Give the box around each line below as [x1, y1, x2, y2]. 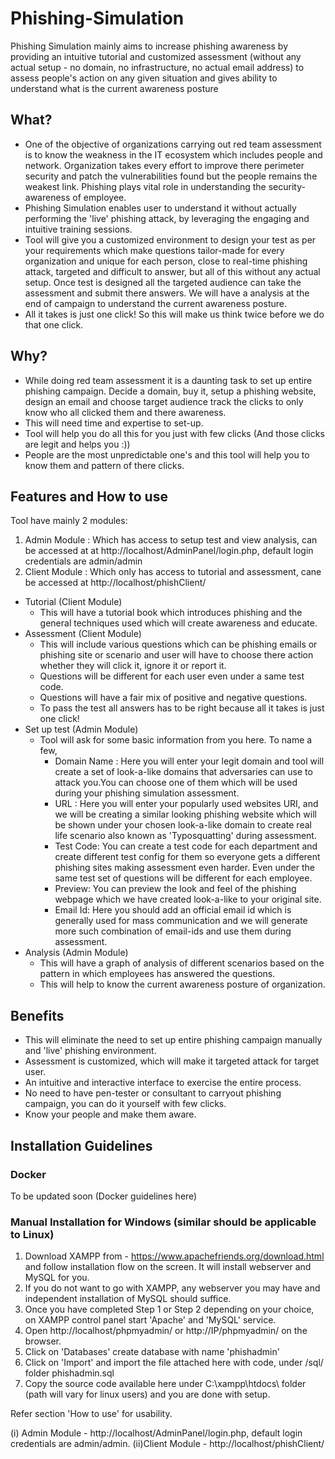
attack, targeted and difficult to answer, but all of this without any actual [24, 265, 321, 277]
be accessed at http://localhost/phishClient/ [24, 577, 207, 589]
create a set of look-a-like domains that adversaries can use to [54, 766, 313, 778]
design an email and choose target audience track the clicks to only [24, 395, 304, 407]
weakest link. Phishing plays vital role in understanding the [24, 180, 267, 192]
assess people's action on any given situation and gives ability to [10, 72, 278, 84]
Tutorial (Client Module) [24, 596, 123, 608]
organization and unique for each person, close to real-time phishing [24, 255, 308, 267]
